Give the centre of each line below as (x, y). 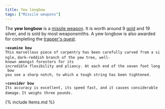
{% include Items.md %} (30, 102)
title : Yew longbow (25, 10)
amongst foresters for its (46, 62)
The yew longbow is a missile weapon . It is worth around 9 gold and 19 (78, 28)
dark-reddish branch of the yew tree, (57, 57)
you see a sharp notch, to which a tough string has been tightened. (78, 74)
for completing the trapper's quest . (41, 39)
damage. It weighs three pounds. (39, 93)
